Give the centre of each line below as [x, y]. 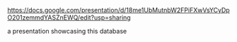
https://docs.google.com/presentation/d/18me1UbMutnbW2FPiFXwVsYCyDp [118, 10]
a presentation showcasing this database [67, 31]
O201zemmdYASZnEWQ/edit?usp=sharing [69, 17]
